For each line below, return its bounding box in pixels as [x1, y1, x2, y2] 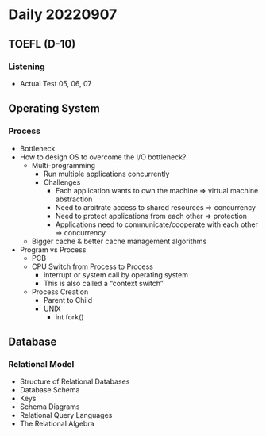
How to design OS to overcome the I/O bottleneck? [19, 152, 187, 162]
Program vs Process [19, 244, 87, 254]
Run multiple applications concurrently [43, 169, 170, 178]
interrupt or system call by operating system [43, 270, 189, 279]
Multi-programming [31, 160, 96, 170]
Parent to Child [43, 295, 93, 304]
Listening [8, 61, 45, 72]
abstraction [55, 194, 93, 204]
